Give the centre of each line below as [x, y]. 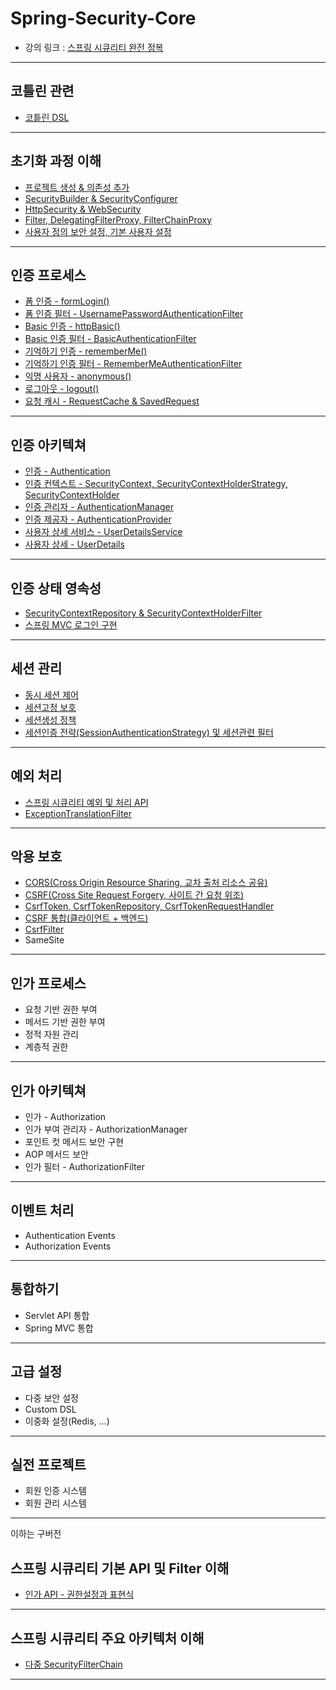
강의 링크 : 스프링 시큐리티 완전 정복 [94, 47]
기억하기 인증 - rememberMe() [86, 351]
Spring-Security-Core [103, 18]
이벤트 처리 [42, 1210]
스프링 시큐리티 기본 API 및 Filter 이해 [120, 1568]
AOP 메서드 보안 [56, 1154]
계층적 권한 [46, 1047]
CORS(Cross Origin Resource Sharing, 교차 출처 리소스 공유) [146, 883]
